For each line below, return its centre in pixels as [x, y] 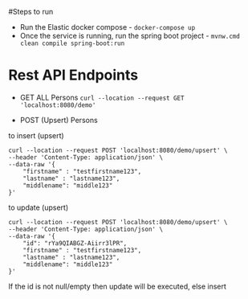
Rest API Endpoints [73, 75]
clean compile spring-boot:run [72, 43]
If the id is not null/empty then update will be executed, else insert [118, 286]
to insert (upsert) [36, 135]
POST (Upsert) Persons [59, 120]
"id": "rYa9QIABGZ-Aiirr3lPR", [75, 243]
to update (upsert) [39, 207]
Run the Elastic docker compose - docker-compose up [108, 27]
